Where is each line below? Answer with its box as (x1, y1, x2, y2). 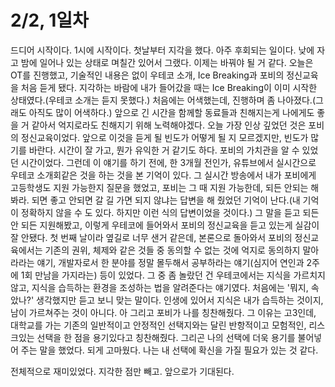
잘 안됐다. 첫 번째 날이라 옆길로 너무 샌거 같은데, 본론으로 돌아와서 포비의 (10, 231, 293, 243)
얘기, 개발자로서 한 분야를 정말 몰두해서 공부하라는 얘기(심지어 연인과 (36, 256, 305, 268)
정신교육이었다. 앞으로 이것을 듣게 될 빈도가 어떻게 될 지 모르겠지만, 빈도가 (20, 131, 309, 143)
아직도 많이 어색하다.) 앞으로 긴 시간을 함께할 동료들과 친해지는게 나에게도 (28, 106, 315, 118)
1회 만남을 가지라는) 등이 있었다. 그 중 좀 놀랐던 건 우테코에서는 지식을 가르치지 (20, 269, 326, 281)
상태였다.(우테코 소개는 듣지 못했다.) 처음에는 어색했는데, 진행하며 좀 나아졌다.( (10, 94, 316, 106)
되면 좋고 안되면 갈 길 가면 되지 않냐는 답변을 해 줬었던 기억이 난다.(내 (31, 194, 301, 206)
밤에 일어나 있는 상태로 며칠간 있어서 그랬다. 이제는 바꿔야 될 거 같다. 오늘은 (20, 56, 314, 68)
